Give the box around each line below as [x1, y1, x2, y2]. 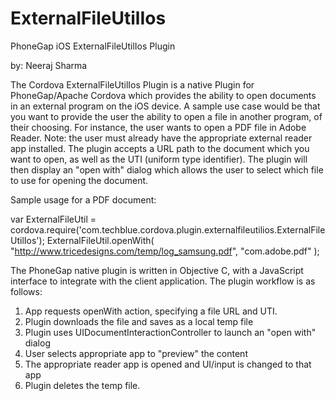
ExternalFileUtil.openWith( [46, 234, 155, 246]
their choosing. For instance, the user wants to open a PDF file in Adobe [10, 121, 307, 133]
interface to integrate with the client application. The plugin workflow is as [10, 275, 316, 287]
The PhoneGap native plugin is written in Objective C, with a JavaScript [10, 264, 304, 276]
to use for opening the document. [10, 174, 149, 186]
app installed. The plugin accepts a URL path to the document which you [10, 142, 310, 154]
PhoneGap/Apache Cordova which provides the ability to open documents [10, 89, 317, 101]
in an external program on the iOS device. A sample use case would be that [10, 100, 321, 112]
